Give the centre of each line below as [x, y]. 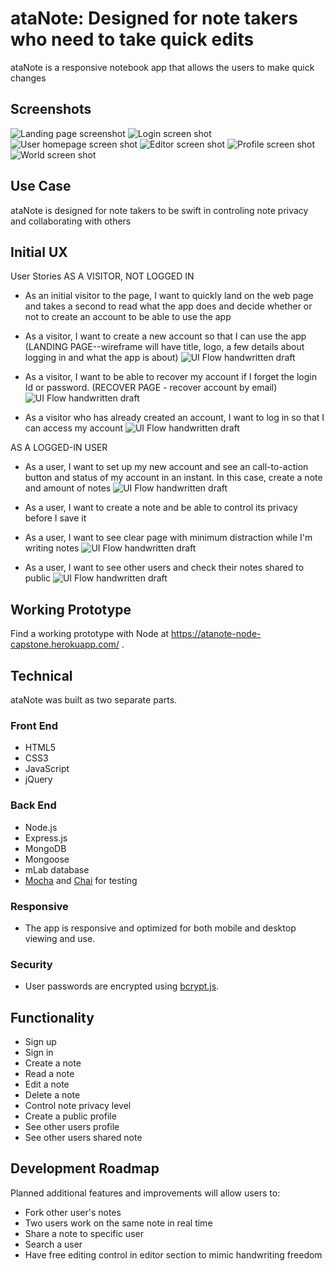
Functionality [52, 1017]
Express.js [46, 838]
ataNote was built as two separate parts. [94, 700]
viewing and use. [60, 938]
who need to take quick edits [132, 39]
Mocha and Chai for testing [81, 880]
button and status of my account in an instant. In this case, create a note [173, 478]
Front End [34, 725]
